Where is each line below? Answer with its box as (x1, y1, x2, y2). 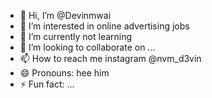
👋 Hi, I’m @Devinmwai (19, 10, 112, 21)
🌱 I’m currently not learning (19, 31, 133, 42)
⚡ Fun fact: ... (19, 78, 75, 90)
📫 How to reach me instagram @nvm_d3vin (19, 53, 202, 64)
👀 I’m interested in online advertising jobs (19, 20, 190, 32)
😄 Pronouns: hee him (19, 67, 110, 79)
